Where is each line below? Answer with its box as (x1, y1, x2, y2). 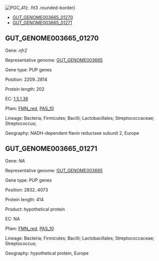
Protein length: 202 (5, 86, 45, 92)
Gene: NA (5, 158, 25, 164)
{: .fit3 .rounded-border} (25, 5, 76, 10)
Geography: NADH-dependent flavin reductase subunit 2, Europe (5, 130, 140, 136)
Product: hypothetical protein (5, 206, 65, 212)
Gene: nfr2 (5, 47, 27, 53)
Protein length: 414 (5, 196, 44, 202)
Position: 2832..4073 (5, 187, 48, 193)
